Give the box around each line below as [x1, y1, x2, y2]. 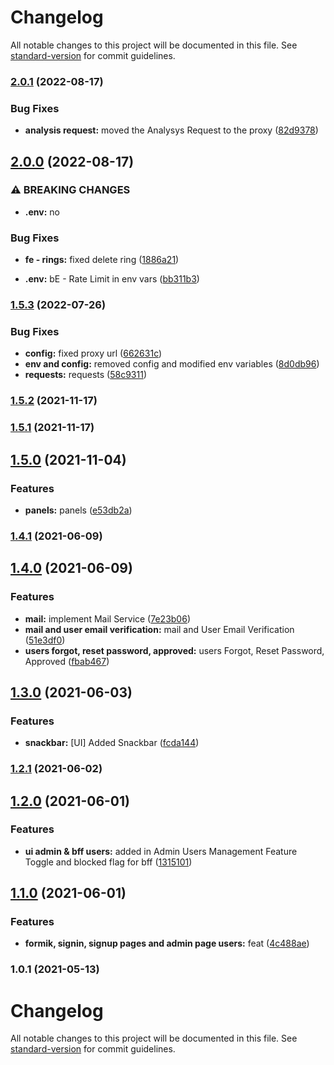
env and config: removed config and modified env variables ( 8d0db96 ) [24, 358, 320, 370]
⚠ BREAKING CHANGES [10, 183, 131, 197]
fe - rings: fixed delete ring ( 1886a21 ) [24, 254, 180, 266]
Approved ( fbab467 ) [24, 655, 110, 667]
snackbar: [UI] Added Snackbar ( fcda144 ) [24, 737, 200, 749]
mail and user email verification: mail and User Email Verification [24, 623, 295, 635]
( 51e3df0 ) [24, 634, 66, 646]
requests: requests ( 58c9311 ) [24, 369, 147, 381]
